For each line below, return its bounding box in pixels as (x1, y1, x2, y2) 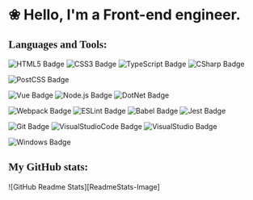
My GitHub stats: (8, 160, 89, 174)
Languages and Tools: (8, 38, 108, 51)
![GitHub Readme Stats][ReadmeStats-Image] (8, 181, 160, 191)
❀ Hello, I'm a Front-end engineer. (8, 6, 241, 24)
